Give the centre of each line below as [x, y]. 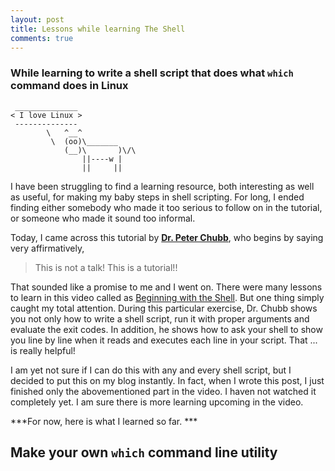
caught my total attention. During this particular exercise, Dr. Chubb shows [164, 308]
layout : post [37, 19]
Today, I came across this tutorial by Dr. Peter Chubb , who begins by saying [167, 237]
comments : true [42, 38]
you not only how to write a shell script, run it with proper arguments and [160, 318]
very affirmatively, [47, 248]
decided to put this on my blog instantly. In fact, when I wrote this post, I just [167, 380]
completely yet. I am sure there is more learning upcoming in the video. [157, 402]
